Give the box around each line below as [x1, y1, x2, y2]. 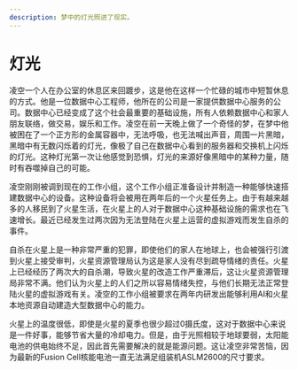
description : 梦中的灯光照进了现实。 [9, 12, 134, 22]
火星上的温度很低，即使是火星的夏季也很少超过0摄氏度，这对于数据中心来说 [9, 318, 286, 328]
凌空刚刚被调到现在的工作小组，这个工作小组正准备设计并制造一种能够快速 [9, 181, 281, 191]
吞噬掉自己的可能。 [24, 162, 95, 173]
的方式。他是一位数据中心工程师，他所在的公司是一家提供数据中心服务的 [9, 96, 273, 106]
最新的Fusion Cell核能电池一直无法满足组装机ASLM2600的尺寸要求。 [16, 351, 270, 362]
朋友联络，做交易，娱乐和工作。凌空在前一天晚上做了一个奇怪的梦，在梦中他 [9, 118, 289, 128]
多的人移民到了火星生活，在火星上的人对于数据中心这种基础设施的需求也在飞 [9, 203, 289, 213]
